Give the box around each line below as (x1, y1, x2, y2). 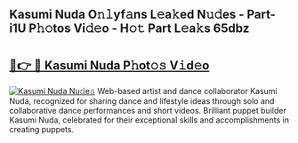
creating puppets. (9, 124, 74, 134)
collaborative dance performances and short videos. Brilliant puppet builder (9, 106, 286, 115)
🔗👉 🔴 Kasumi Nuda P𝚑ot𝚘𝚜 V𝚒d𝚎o (9, 58, 210, 73)
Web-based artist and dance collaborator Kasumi (97, 86, 278, 96)
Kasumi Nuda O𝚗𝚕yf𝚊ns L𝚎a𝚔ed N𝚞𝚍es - (9, 7, 245, 22)
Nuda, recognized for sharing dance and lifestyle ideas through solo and (9, 96, 275, 106)
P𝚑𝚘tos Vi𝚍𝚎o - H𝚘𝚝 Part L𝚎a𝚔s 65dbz (28, 21, 250, 36)
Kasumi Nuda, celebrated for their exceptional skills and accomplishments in (9, 115, 289, 125)
